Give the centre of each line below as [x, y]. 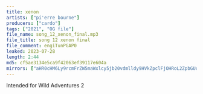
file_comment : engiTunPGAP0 [42, 46]
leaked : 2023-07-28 [31, 52]
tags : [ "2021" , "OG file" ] [40, 29]
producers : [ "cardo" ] [34, 23]
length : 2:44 [23, 57]
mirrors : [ [20, 68]
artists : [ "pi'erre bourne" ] [43, 18]
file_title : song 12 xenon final [48, 40]
